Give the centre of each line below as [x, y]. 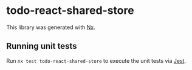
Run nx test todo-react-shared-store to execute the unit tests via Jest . [96, 60]
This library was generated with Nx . [51, 27]
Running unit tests [42, 46]
